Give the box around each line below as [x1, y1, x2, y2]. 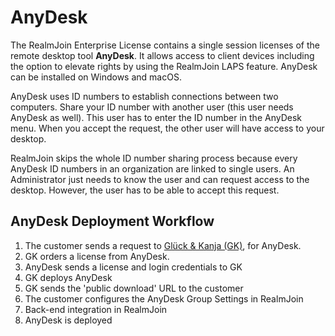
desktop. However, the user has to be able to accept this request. [10, 184, 280, 196]
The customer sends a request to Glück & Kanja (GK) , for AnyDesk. [24, 239, 302, 251]
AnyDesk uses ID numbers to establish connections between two [10, 90, 279, 102]
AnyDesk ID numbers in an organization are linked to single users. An [10, 162, 295, 175]
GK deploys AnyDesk [24, 271, 113, 283]
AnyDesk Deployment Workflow [10, 213, 215, 230]
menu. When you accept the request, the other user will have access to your [10, 122, 325, 134]
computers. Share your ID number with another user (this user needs [10, 101, 294, 113]
